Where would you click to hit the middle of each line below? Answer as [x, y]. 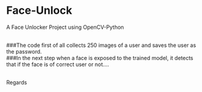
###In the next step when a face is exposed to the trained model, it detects [100, 58]
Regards [17, 82]
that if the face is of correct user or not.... [58, 64]
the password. [24, 51]
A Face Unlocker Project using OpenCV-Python [65, 27]
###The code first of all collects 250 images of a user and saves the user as [101, 45]
